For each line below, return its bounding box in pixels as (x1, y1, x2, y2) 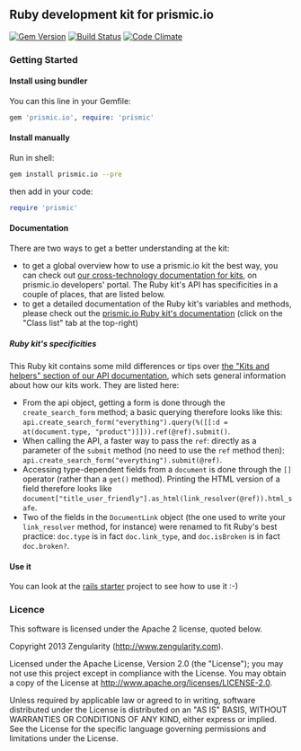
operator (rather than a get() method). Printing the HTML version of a (22, 473, 280, 484)
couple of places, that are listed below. (22, 288, 166, 299)
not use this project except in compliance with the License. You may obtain (9, 668, 287, 679)
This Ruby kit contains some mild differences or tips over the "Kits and (9, 360, 270, 371)
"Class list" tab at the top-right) (22, 317, 139, 328)
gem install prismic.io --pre (9, 170, 123, 179)
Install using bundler (9, 75, 88, 86)
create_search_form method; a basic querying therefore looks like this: (22, 406, 283, 417)
